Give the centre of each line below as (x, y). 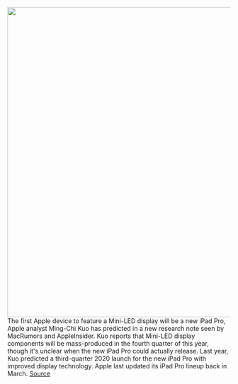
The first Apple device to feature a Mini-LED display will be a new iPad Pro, (117, 321)
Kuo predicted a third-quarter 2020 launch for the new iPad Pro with (107, 358)
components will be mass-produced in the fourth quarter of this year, (108, 343)
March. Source (29, 373)
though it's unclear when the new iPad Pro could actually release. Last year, (118, 351)
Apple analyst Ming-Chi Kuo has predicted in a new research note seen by (116, 328)
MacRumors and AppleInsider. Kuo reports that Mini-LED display (101, 336)
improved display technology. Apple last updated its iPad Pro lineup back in (117, 366)
